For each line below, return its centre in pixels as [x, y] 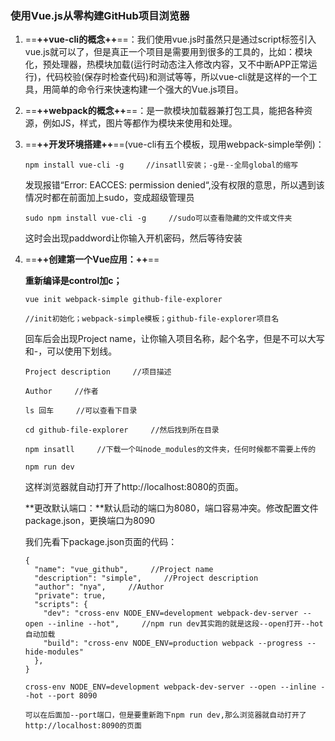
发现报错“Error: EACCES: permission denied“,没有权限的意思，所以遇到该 [174, 185]
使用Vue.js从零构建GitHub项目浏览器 [100, 15]
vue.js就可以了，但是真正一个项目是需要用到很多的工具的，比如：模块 [168, 52]
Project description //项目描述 [98, 372]
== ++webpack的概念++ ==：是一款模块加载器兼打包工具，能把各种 [164, 111]
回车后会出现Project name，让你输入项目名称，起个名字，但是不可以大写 [174, 339]
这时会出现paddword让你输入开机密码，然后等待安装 [133, 238]
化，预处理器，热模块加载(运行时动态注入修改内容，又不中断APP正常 [166, 64]
